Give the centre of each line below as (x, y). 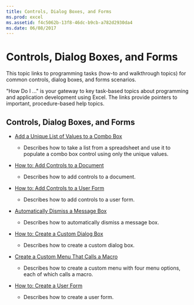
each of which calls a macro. (58, 274)
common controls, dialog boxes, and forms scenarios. (71, 79)
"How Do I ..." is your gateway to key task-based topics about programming (98, 91)
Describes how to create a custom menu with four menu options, (102, 268)
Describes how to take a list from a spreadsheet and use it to (97, 147)
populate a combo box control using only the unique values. (96, 154)
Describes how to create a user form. (68, 297)
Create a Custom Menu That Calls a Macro (66, 256)
